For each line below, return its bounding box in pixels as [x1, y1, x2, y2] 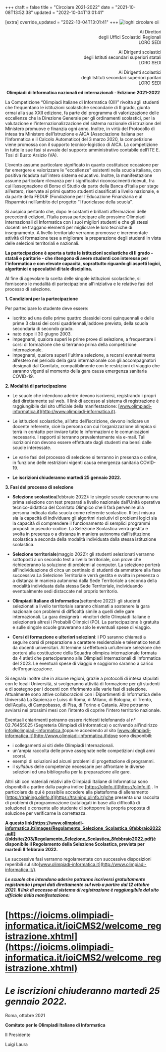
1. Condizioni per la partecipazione [5, 296, 78, 301]
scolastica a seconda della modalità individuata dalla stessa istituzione [12, 536, 157, 542]
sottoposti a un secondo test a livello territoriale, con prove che [12, 557, 142, 562]
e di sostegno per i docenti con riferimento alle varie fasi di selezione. [5, 686, 147, 692]
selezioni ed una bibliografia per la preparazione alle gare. [12, 769, 131, 774]
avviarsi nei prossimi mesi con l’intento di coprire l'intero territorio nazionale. [5, 707, 161, 713]
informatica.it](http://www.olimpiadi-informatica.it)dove [5, 733, 118, 739]
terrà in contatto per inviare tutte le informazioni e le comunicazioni [12, 429, 150, 435]
